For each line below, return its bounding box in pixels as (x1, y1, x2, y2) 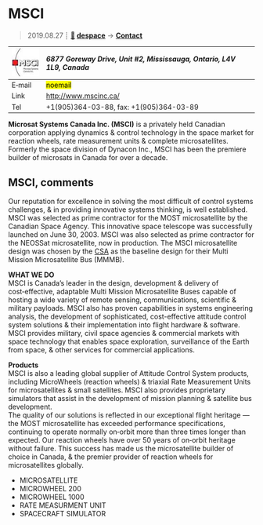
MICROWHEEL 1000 (19, 492, 85, 501)
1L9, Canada (45, 63, 90, 72)
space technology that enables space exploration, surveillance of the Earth (8, 337, 250, 346)
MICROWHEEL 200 (19, 483, 82, 493)
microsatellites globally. (8, 460, 85, 469)
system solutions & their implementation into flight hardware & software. (8, 319, 240, 330)
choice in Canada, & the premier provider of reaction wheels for (8, 452, 214, 461)
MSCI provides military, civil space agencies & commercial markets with (8, 328, 240, 337)
